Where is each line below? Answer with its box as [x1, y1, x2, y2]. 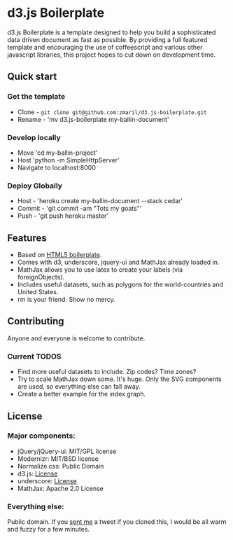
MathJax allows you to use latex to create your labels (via [17, 265, 183, 274]
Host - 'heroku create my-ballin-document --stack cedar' [17, 197, 183, 205]
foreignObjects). [17, 273, 65, 282]
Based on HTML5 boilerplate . [17, 251, 102, 259]
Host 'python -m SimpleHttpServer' [17, 155, 120, 164]
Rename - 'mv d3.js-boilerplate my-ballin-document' [17, 115, 169, 123]
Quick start [7, 71, 57, 83]
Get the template [7, 92, 66, 102]
